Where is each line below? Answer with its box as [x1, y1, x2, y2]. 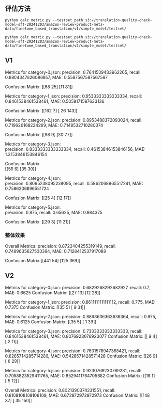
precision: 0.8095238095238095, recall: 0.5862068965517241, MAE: [5, 180, 143, 186]
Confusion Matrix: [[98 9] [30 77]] [5, 131, 73, 137]
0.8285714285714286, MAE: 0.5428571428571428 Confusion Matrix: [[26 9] [5, 353, 157, 359]
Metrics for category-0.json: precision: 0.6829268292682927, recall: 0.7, [5, 284, 150, 290]
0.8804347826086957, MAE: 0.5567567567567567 [5, 74, 108, 80]
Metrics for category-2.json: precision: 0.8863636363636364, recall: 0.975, [5, 314, 157, 319]
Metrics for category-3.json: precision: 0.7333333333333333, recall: [5, 328, 143, 334]
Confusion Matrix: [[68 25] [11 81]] [5, 84, 73, 90]
